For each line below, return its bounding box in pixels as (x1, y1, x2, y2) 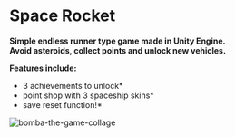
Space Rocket (9, 5, 116, 26)
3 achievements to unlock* (22, 80, 123, 91)
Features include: (9, 63, 77, 73)
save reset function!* (22, 99, 103, 110)
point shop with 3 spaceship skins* (22, 90, 154, 101)
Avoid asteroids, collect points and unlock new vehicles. (9, 44, 227, 55)
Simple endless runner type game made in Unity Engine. (9, 35, 226, 46)
